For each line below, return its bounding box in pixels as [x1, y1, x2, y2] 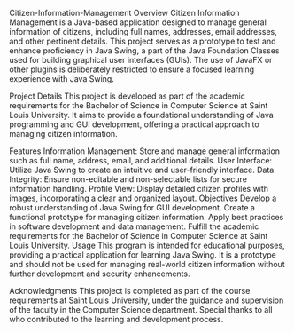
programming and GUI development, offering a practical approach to [9, 119, 259, 130]
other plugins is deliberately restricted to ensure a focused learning [9, 64, 255, 75]
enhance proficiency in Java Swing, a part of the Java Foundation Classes [9, 45, 280, 56]
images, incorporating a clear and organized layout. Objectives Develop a [9, 193, 277, 203]
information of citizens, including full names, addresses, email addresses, [9, 27, 277, 36]
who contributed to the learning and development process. [9, 314, 224, 324]
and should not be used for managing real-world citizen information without [9, 259, 285, 269]
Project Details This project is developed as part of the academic [9, 91, 245, 101]
